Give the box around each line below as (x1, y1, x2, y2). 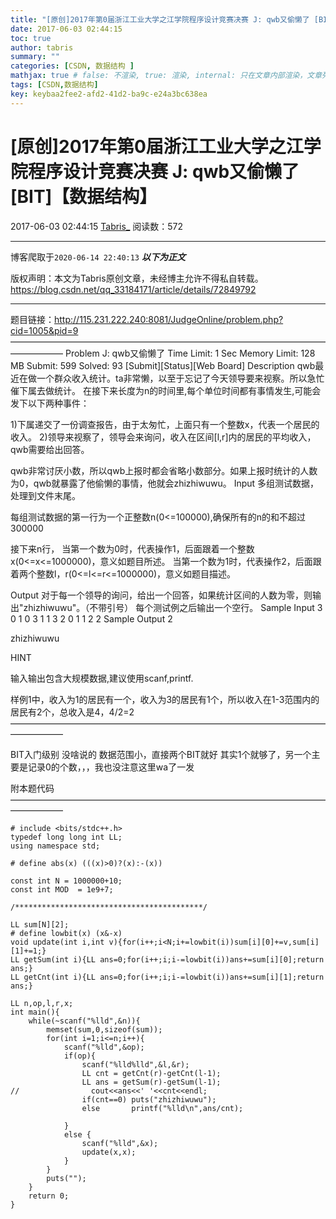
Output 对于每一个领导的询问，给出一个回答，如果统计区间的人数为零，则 (10, 589, 313, 601)
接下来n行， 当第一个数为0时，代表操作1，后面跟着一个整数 (10, 542, 255, 555)
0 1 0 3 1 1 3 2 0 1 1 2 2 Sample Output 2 (10, 612, 173, 625)
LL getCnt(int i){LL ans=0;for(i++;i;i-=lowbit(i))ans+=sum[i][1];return (10, 972, 325, 982)
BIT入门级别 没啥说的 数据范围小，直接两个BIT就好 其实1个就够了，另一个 (10, 748, 312, 760)
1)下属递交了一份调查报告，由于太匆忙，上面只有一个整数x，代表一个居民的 (10, 418, 320, 430)
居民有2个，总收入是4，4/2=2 (10, 706, 135, 718)
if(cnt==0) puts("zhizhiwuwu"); (81, 1094, 217, 1105)
